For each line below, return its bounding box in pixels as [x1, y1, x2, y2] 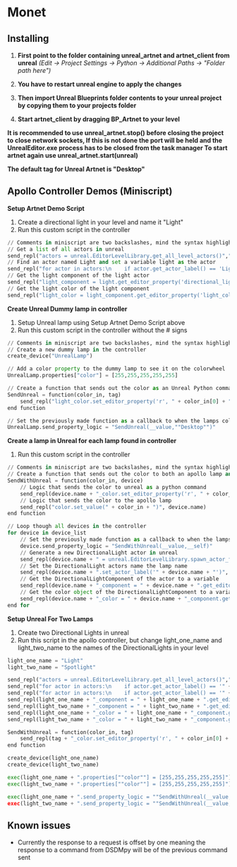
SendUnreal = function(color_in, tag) [7, 391, 121, 398]
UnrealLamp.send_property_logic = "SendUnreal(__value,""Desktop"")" [7, 424, 217, 431]
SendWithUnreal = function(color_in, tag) [7, 728, 134, 736]
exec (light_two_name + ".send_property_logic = [7, 800, 150, 807]
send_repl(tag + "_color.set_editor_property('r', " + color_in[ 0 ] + [20, 735, 229, 742]
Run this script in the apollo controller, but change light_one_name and [17, 636, 222, 644]
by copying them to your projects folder [17, 101, 137, 110]
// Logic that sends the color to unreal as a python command [20, 483, 207, 490]
